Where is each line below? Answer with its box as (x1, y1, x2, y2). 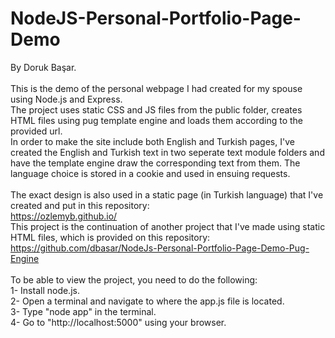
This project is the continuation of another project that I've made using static (10, 220, 326, 232)
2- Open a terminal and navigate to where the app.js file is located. (10, 295, 285, 307)
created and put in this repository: (10, 199, 150, 211)
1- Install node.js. (10, 284, 80, 296)
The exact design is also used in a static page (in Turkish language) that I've (10, 188, 324, 201)
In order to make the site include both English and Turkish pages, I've (10, 135, 295, 147)
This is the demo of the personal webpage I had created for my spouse (10, 82, 303, 94)
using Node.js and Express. (10, 93, 123, 105)
